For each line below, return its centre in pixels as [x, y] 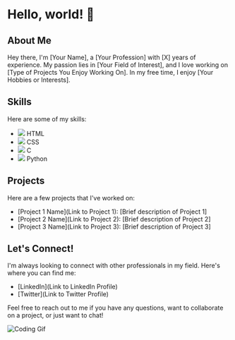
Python [37, 159]
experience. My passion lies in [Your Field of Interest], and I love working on [118, 65]
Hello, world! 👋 [51, 14]
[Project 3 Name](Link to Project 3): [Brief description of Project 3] [114, 226]
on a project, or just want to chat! [55, 315]
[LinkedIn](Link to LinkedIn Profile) [67, 287]
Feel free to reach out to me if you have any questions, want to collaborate [115, 308]
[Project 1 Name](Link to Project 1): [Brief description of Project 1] [112, 212]
